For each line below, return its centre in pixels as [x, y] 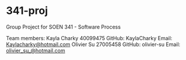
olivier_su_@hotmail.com [36, 50]
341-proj [27, 11]
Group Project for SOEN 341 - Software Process [64, 27]
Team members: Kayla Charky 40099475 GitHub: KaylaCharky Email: [89, 38]
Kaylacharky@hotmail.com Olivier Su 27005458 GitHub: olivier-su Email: [93, 44]
